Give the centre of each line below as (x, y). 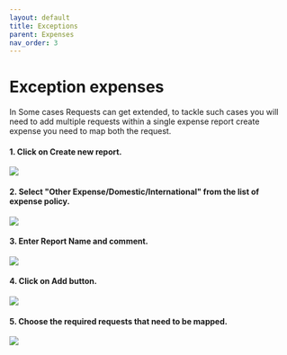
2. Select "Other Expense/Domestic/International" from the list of (134, 191)
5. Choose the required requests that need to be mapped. (118, 321)
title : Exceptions (44, 26)
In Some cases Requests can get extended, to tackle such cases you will (144, 112)
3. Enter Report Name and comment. (79, 241)
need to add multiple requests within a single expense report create (135, 121)
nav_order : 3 (34, 43)
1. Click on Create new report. (66, 151)
